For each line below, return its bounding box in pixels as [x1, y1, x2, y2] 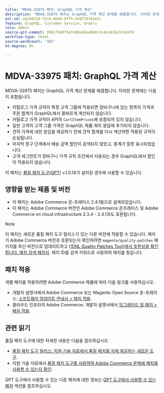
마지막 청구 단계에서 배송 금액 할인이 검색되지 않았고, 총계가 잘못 [12, 140, 135, 147]
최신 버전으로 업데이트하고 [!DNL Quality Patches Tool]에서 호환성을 [18, 243, 150, 250]
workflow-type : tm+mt [5, 35, 49, 40]
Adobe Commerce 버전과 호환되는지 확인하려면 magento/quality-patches [10, 237, 153, 243]
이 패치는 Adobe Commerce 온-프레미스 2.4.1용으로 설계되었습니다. [12, 199, 143, 205]
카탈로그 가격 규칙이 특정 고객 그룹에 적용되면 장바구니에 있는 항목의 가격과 [12, 104, 155, 110]
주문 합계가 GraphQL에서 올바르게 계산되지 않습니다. [12, 110, 113, 116]
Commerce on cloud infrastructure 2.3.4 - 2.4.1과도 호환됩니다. [12, 211, 137, 217]
